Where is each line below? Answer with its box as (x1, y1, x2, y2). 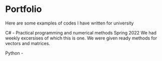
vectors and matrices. (5, 40, 50, 46)
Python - (5, 50, 24, 56)
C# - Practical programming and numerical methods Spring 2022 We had (5, 29, 156, 35)
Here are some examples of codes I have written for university (5, 20, 134, 26)
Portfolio (5, 3, 42, 15)
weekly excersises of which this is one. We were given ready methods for (5, 35, 157, 41)
